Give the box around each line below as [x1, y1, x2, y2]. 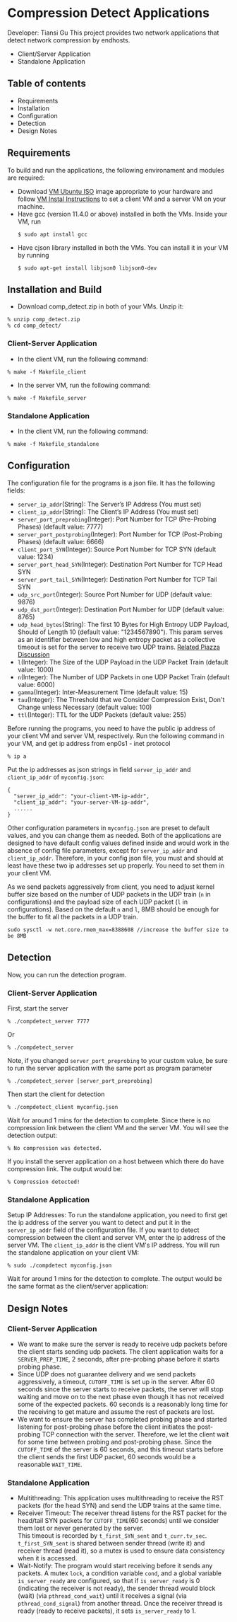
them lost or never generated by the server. [17, 1524, 145, 1533]
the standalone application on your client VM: [7, 1248, 140, 1257]
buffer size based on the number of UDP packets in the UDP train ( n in [7, 890, 211, 898]
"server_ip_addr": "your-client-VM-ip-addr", [13, 793, 150, 800]
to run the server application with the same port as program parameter [7, 1064, 213, 1072]
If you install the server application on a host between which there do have [7, 1157, 224, 1166]
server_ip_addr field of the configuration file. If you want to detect [7, 1226, 200, 1234]
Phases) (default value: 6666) [17, 537, 104, 546]
